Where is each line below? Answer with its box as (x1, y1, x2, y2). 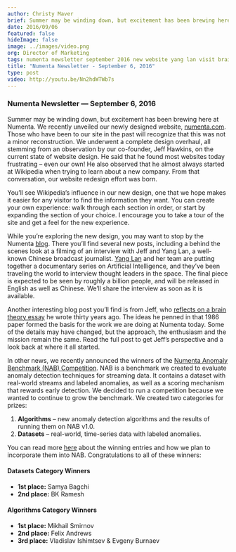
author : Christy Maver (7, 10, 74, 18)
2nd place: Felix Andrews (17, 529, 92, 538)
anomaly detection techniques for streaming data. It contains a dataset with (7, 371, 226, 380)
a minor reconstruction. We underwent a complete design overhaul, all (7, 137, 211, 146)
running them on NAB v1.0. (17, 422, 95, 430)
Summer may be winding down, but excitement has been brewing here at (7, 115, 219, 123)
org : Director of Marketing (7, 50, 90, 57)
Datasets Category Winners (7, 467, 91, 475)
